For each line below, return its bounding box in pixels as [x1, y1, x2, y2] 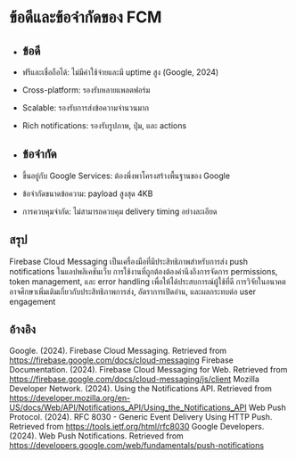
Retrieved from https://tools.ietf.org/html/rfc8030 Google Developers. [9, 422, 265, 432]
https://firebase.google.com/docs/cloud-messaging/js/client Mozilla [9, 373, 260, 385]
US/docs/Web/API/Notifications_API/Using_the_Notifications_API [9, 402, 247, 413]
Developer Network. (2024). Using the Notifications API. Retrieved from [9, 383, 272, 394]
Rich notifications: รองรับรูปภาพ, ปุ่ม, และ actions [21, 120, 187, 131]
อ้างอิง [9, 322, 37, 337]
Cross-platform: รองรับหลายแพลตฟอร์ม [21, 85, 151, 95]
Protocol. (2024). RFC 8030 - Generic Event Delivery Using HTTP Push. [9, 412, 273, 422]
